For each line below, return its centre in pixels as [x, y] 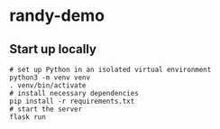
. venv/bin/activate [48, 86]
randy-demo [57, 16]
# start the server [46, 109]
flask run [28, 117]
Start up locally [53, 49]
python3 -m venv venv [50, 78]
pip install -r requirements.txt [72, 101]
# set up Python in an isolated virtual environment [110, 69]
